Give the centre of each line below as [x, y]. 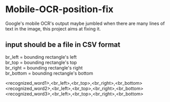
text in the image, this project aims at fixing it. [53, 28]
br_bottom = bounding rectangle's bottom [49, 73]
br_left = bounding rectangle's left [41, 57]
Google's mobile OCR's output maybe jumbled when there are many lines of [85, 23]
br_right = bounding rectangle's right [44, 67]
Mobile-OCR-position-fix [59, 9]
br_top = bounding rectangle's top [41, 62]
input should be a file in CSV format [63, 45]
